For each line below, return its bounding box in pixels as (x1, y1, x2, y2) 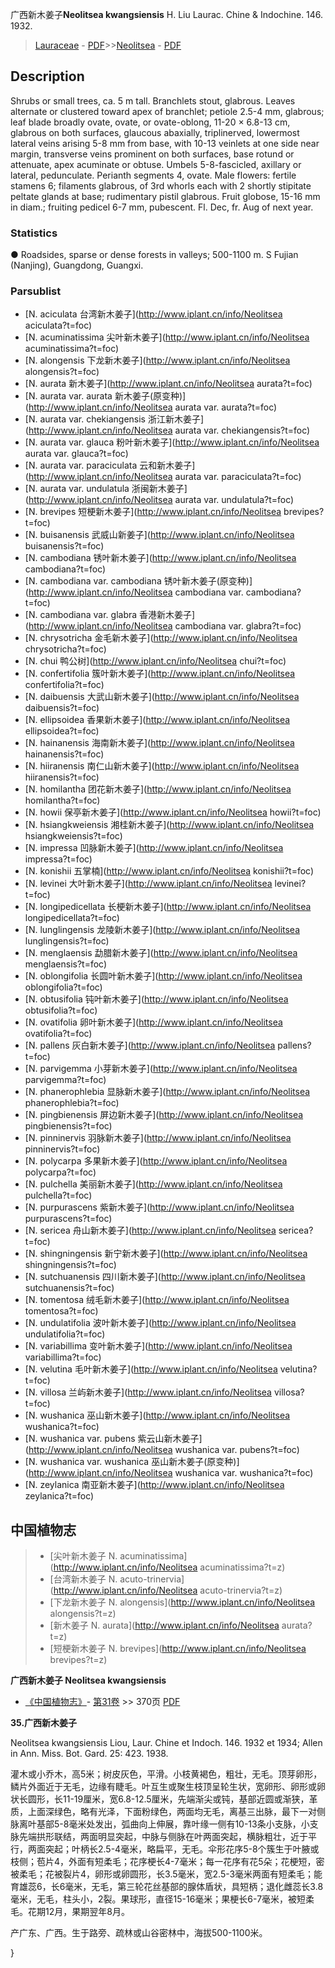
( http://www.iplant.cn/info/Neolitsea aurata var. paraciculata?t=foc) (24, 471, 302, 483)
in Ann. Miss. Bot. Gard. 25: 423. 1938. (10, 1748, 169, 1760)
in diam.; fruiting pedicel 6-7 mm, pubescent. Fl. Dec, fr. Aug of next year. (10, 201, 314, 213)
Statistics (10, 226, 58, 240)
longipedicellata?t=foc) (24, 912, 120, 924)
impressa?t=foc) (24, 853, 93, 865)
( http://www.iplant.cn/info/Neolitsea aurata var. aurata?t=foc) (24, 401, 278, 413)
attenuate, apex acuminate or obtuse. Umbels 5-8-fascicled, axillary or (10, 158, 302, 170)
